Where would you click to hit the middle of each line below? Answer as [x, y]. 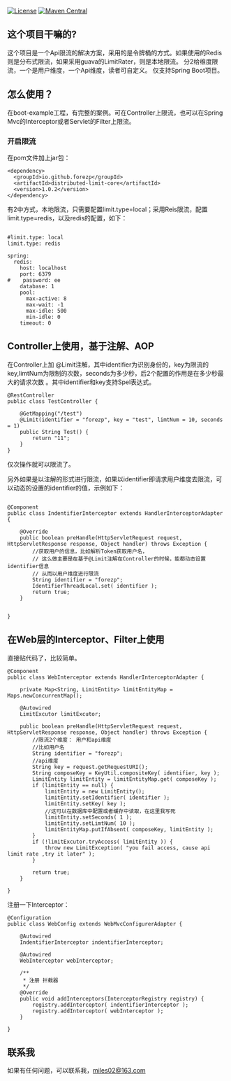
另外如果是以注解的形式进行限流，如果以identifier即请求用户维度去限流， [112, 479]
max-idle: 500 [46, 311]
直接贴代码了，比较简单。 [44, 658]
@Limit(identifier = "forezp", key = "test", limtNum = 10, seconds [121, 420]
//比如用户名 [49, 747]
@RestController [31, 395]
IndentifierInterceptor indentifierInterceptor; [92, 942]
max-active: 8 [46, 298]
